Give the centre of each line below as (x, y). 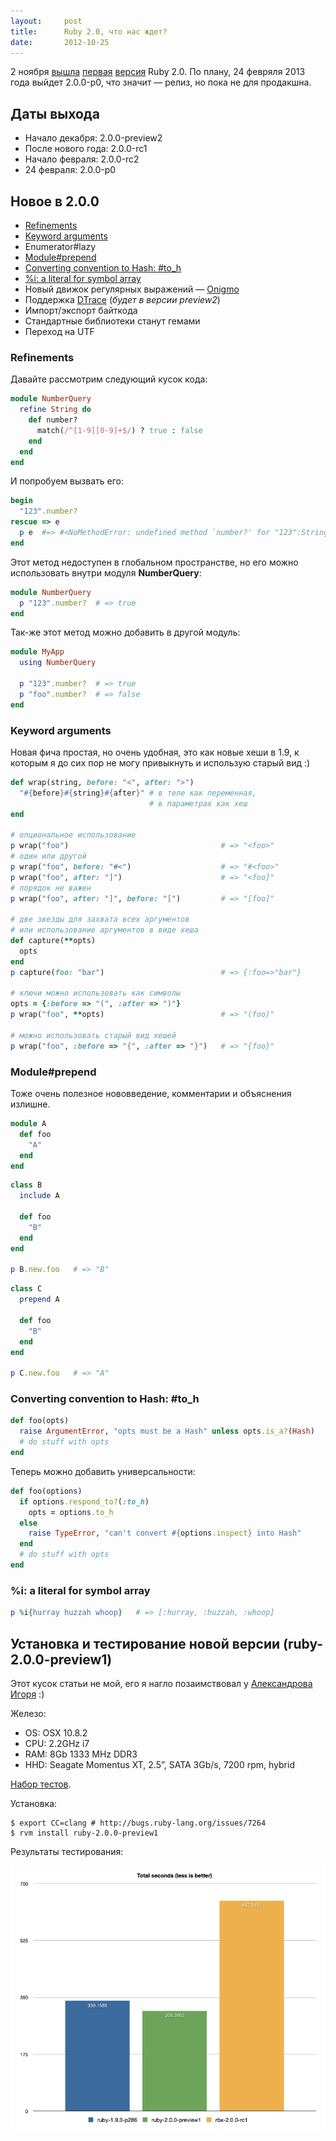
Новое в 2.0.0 (55, 201)
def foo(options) (46, 1491)
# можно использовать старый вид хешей (93, 1035)
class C (26, 1289)
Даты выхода (55, 113)
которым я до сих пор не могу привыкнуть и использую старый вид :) (160, 762)
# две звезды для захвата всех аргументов (100, 920)
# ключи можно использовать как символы (96, 993)
